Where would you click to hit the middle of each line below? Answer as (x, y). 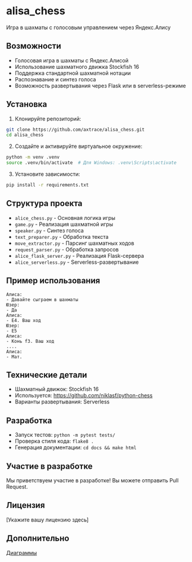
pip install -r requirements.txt (48, 185)
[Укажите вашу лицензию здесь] (48, 520)
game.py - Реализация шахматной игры (64, 224)
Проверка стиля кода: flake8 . (54, 441)
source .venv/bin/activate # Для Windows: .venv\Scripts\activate (92, 163)
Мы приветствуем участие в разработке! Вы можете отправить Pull (92, 480)
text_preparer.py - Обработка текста (62, 236)
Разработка (29, 420)
